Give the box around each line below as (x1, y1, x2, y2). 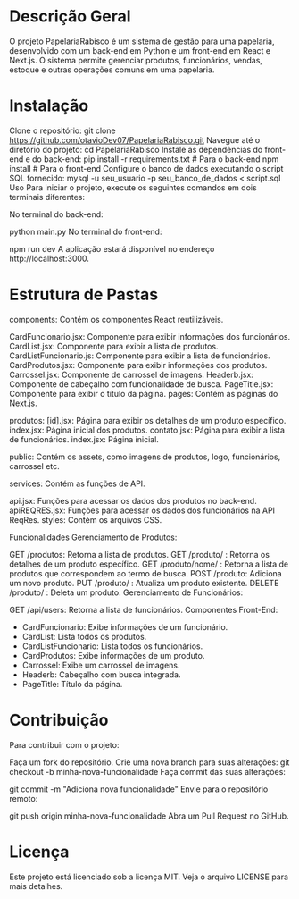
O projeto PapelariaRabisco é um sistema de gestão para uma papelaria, (9, 36, 275, 46)
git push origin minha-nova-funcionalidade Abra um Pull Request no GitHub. (9, 811, 289, 821)
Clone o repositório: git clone (9, 125, 116, 136)
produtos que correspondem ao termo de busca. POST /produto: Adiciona (9, 567, 283, 578)
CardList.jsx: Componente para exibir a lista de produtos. (9, 340, 219, 351)
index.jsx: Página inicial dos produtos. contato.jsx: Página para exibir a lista (9, 424, 286, 435)
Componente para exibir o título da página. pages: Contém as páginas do (9, 388, 278, 399)
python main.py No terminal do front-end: (9, 226, 162, 237)
